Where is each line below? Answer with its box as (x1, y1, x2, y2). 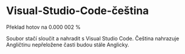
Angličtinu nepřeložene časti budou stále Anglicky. (6, 41, 129, 48)
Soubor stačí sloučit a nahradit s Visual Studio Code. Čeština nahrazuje (6, 35, 179, 42)
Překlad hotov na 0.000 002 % (6, 23, 81, 31)
